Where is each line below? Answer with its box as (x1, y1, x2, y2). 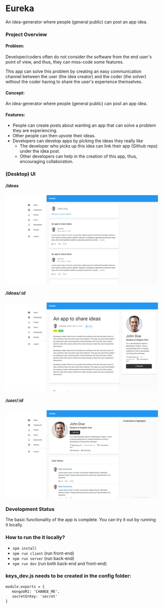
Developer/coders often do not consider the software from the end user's (5, 54, 152, 60)
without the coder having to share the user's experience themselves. (5, 79, 143, 85)
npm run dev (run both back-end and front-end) (12, 560, 107, 566)
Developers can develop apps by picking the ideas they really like (12, 138, 143, 144)
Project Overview (5, 31, 47, 38)
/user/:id (5, 397, 24, 403)
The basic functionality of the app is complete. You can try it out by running (5, 517, 156, 523)
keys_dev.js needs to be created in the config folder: (5, 573, 132, 579)
